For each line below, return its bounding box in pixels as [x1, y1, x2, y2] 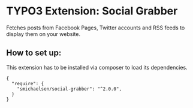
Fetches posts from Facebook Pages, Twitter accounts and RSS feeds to [6, 24, 185, 31]
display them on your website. [6, 30, 81, 37]
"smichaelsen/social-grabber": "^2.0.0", [17, 86, 122, 92]
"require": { [11, 80, 44, 86]
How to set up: [6, 48, 62, 58]
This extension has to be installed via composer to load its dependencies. [6, 64, 188, 71]
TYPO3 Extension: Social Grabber [6, 4, 178, 18]
